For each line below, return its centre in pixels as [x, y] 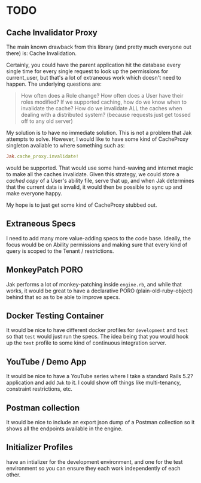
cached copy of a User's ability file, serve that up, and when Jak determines [100, 180]
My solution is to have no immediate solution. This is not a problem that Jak [99, 133]
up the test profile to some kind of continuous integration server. [86, 343]
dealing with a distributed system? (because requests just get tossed [106, 115]
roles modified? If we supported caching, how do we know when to [104, 102]
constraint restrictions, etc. [39, 389]
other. [13, 475]
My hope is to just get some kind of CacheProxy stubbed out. [82, 205]
